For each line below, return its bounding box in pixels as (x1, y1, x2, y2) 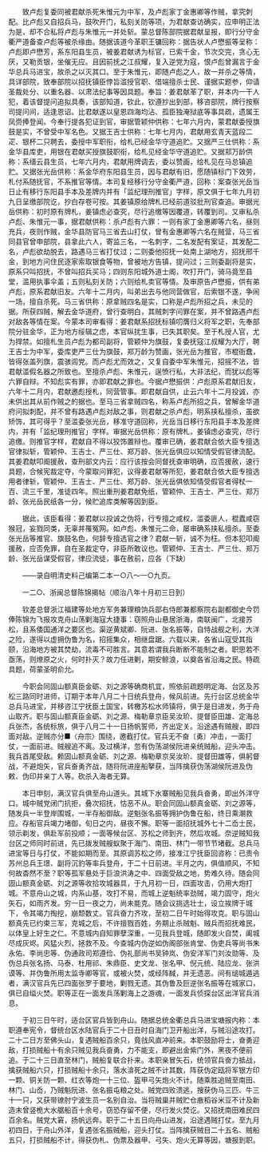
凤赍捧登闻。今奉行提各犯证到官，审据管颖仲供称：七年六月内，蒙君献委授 (8, 117, 253, 126)
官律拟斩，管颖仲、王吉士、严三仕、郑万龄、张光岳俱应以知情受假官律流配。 (8, 447, 260, 456)
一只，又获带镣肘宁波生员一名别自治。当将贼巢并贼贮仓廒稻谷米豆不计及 (14, 1095, 253, 1105)
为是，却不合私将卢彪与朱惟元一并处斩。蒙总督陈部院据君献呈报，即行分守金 (8, 27, 260, 36)
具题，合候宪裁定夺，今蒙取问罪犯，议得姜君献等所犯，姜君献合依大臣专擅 (8, 467, 253, 476)
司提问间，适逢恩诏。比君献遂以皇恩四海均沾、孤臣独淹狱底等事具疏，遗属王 (8, 107, 260, 116)
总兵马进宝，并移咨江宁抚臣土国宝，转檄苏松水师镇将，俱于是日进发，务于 (8, 702, 253, 711)
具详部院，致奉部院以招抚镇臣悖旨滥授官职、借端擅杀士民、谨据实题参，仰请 (8, 77, 260, 86)
